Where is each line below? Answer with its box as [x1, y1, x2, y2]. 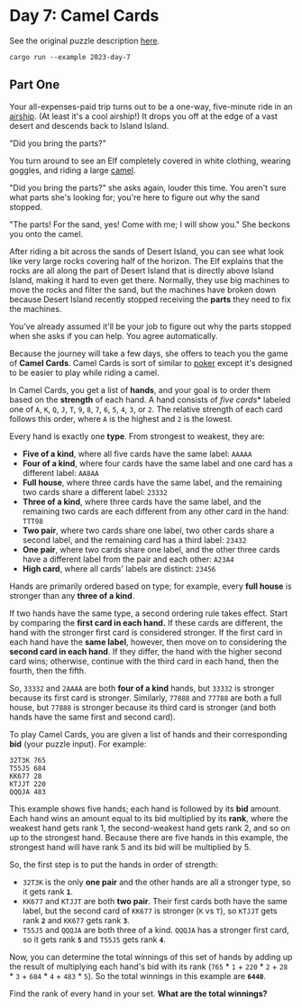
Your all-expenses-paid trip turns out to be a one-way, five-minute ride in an [9, 101, 293, 112]
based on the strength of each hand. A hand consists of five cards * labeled [9, 394, 291, 405]
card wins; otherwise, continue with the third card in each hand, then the [9, 655, 279, 666]
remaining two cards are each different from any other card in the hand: [22, 506, 289, 517]
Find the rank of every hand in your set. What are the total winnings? [9, 988, 268, 999]
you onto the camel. [9, 228, 84, 239]
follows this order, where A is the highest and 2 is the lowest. [9, 413, 233, 424]
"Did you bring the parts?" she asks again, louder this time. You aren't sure [9, 182, 287, 193]
